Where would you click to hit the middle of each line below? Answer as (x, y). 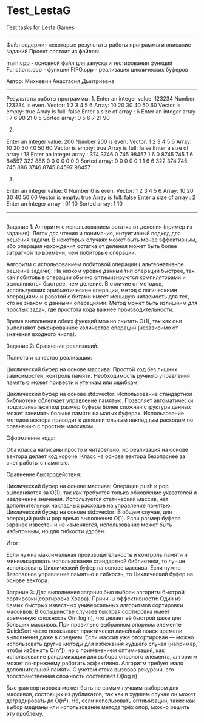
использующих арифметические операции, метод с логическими (92, 290)
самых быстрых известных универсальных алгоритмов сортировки (95, 605)
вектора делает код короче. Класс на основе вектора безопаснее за (96, 456)
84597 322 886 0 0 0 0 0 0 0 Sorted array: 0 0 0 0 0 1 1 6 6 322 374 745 (97, 161)
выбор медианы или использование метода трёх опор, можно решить (98, 707)
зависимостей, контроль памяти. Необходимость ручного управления (98, 375)
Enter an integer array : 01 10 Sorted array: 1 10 (65, 203)
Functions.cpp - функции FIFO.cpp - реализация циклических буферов (97, 69)
